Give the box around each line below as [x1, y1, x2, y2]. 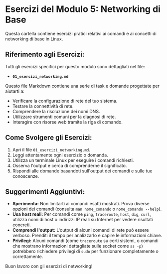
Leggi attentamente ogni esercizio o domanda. [12, 152, 108, 158]
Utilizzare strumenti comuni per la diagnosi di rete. [12, 114, 116, 120]
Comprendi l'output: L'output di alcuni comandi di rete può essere [12, 227, 149, 233]
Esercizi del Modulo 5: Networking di [5, 3, 161, 15]
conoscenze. [12, 173, 39, 179]
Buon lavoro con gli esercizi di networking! [5, 263, 93, 270]
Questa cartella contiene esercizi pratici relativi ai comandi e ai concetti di [5, 30, 157, 36]
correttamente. [12, 254, 43, 260]
